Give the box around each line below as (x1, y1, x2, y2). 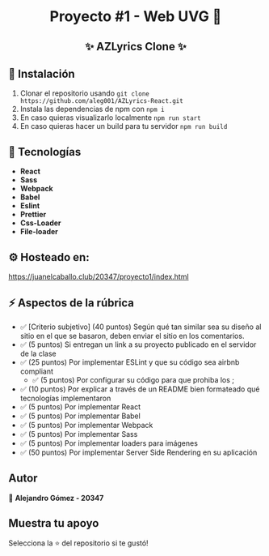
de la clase (19, 349, 57, 358)
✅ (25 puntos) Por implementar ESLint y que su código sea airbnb (19, 357, 240, 367)
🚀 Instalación (8, 66, 75, 80)
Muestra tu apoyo (8, 516, 99, 530)
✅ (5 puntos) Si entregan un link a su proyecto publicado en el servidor (19, 340, 257, 349)
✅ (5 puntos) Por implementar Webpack (19, 420, 153, 430)
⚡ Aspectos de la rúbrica (8, 296, 135, 310)
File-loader (19, 227, 59, 237)
